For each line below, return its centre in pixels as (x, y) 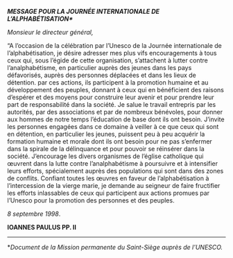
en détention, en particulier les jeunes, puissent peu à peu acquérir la (106, 134)
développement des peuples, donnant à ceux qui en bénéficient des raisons (115, 90)
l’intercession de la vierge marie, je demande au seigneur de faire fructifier (114, 186)
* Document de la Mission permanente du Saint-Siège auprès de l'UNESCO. (115, 247)
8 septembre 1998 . (34, 214)
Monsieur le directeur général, (50, 32)
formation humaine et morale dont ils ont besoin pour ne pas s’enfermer (110, 141)
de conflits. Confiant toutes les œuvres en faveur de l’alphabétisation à (108, 178)
